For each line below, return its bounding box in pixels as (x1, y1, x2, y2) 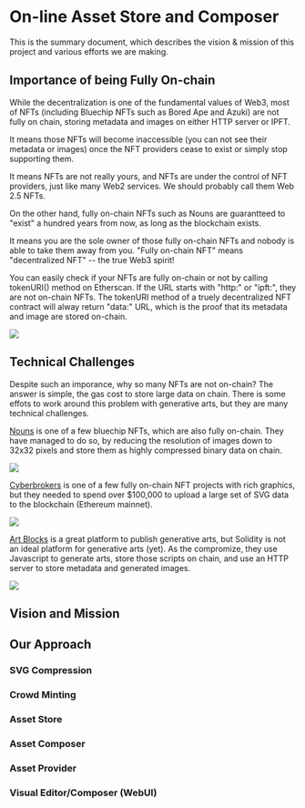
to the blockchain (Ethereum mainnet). (9, 498, 153, 509)
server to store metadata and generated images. (9, 562, 191, 573)
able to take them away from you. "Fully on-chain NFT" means (9, 244, 244, 256)
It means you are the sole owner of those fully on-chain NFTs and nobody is (9, 235, 295, 246)
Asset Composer (9, 738, 86, 751)
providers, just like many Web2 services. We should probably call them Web (9, 180, 294, 191)
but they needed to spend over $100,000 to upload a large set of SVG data (9, 489, 290, 500)
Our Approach (9, 637, 92, 652)
